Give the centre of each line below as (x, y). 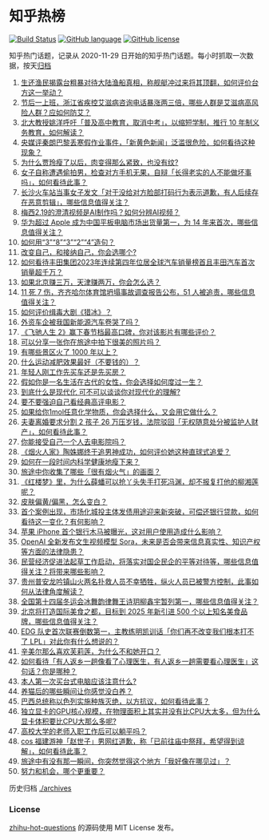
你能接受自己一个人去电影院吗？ (73, 442)
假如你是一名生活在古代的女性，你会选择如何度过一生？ (111, 382)
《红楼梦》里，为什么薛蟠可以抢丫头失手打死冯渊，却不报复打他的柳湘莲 (139, 481)
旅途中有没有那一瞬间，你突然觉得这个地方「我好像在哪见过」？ (125, 761)
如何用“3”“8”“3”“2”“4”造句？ (68, 242)
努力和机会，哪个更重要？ (63, 771)
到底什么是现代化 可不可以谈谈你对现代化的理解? (100, 391)
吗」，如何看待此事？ (54, 182)
